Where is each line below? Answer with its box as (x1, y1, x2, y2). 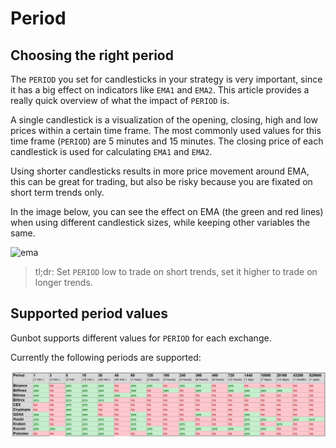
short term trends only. (10, 187, 105, 198)
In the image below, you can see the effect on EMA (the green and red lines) (10, 206, 324, 217)
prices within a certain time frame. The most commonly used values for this (10, 125, 322, 136)
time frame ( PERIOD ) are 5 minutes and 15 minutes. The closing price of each (10, 135, 324, 147)
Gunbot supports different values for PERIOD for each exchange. (10, 332, 272, 344)
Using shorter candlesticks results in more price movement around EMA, (10, 165, 310, 177)
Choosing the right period (10, 47, 174, 64)
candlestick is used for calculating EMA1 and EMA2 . (10, 146, 213, 157)
